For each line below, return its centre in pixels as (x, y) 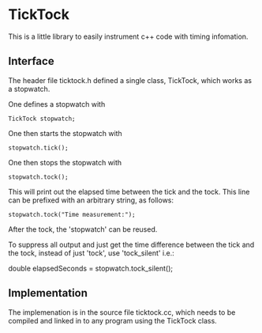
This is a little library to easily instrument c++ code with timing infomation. (128, 36)
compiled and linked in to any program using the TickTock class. (112, 320)
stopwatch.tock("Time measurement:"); (72, 214)
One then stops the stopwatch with (65, 162)
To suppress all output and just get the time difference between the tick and (131, 244)
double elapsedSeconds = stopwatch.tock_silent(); (91, 268)
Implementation (48, 293)
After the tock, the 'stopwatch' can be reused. (83, 229)
